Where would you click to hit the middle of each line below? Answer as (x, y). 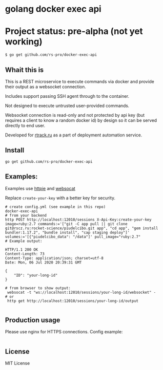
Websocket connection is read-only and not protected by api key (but (75, 115)
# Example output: (24, 241)
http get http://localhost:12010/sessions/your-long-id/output (73, 301)
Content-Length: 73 (25, 254)
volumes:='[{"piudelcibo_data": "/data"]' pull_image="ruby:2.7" (73, 237)
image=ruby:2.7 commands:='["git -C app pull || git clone (66, 224)
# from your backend (26, 215)
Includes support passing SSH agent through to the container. (67, 96)
